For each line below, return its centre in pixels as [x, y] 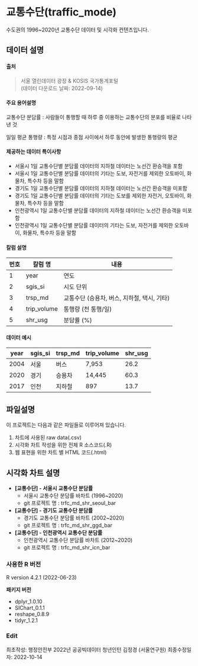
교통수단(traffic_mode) [61, 12]
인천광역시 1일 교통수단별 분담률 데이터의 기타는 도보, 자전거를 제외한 [94, 225]
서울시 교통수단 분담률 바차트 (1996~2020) [73, 495]
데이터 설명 [25, 50]
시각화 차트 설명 [33, 473]
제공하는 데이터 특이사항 [34, 152]
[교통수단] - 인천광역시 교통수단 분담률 [59, 532]
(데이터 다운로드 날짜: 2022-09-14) [62, 88]
